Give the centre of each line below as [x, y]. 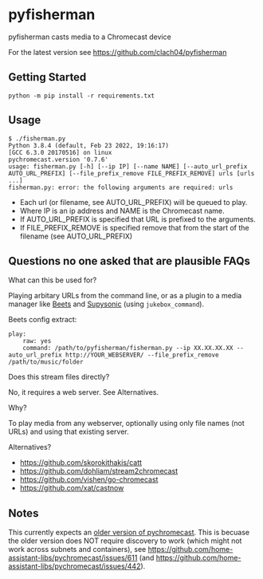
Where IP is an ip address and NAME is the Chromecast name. [122, 211]
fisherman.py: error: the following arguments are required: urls [121, 187]
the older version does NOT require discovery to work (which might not [125, 541]
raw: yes [37, 341]
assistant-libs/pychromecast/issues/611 [73, 558]
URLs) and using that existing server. [69, 431]
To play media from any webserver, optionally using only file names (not [126, 423]
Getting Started [47, 77]
